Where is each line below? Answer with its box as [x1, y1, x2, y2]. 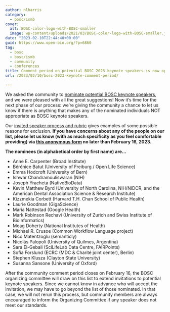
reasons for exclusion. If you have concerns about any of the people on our [5, 128, 164, 134]
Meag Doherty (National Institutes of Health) [12, 223, 105, 229]
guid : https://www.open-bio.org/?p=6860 [5, 40, 92, 45]
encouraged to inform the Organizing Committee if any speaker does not [5, 296, 157, 303]
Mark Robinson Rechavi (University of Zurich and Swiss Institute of [12, 212, 152, 218]
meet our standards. [5, 302, 48, 308]
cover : [5, 21, 19, 27]
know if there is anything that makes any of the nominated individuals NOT [5, 107, 161, 114]
